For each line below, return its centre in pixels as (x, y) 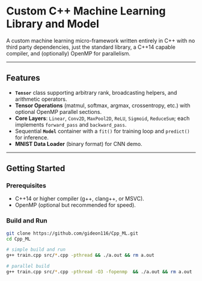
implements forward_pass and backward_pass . (71, 124)
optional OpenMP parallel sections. (58, 112)
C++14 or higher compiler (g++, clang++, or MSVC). (79, 199)
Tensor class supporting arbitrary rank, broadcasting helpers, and (96, 92)
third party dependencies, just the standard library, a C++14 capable (91, 47)
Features (23, 78)
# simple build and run (36, 250)
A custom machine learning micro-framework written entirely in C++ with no (101, 40)
